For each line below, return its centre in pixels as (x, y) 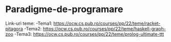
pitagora (14, 28)
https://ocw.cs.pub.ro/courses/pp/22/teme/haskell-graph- (104, 28)
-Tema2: (33, 28)
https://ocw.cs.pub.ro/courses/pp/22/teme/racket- (107, 23)
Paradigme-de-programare (64, 9)
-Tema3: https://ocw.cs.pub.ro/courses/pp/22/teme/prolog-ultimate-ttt (89, 34)
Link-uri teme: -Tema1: (29, 23)
